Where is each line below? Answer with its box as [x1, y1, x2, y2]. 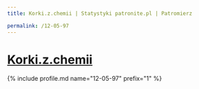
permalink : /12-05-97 [7, 22, 70, 29]
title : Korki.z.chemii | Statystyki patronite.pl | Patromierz [7, 10, 193, 17]
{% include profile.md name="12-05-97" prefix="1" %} [7, 75, 163, 83]
